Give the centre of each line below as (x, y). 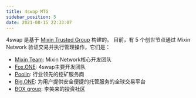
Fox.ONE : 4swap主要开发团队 (50, 67)
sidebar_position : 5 (31, 17)
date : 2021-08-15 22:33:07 (39, 22)
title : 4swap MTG (27, 11)
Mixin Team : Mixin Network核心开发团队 (63, 60)
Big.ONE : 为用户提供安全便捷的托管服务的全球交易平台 (80, 82)
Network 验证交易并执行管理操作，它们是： (58, 47)
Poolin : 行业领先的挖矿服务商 (49, 75)
